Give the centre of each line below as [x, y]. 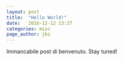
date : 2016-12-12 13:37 [39, 23]
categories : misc [28, 29]
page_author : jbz [28, 34]
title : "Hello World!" [37, 18]
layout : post [23, 12]
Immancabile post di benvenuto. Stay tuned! [62, 51]
